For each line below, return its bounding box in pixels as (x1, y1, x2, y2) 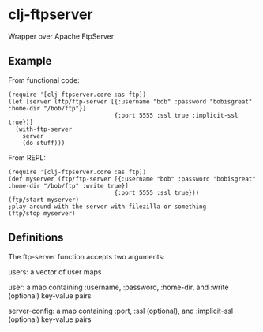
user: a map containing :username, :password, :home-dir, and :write (8, 282, 229, 292)
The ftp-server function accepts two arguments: (8, 252, 166, 261)
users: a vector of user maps (8, 267, 102, 277)
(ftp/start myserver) (8, 196, 80, 203)
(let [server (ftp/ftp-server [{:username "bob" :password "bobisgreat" (8, 97, 253, 106)
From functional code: (8, 75, 81, 84)
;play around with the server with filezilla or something (8, 203, 207, 211)
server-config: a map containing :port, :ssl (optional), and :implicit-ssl (8, 306, 234, 315)
